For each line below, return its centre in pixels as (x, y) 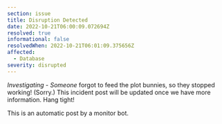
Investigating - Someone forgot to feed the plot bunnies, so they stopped (111, 85)
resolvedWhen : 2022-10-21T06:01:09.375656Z (71, 46)
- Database (29, 59)
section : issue (29, 14)
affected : (21, 53)
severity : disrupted (37, 65)
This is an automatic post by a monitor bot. (68, 113)
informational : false (38, 39)
